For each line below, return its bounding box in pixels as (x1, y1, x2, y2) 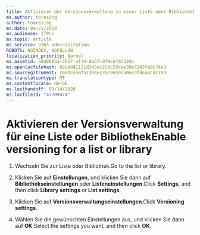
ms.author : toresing (6, 14, 58, 20)
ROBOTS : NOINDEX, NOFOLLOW (6, 48, 73, 54)
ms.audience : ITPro (6, 31, 55, 37)
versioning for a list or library (6, 142, 152, 156)
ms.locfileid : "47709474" (6, 92, 70, 98)
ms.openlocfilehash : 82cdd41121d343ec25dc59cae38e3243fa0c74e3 (6, 64, 167, 70)
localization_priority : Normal (6, 53, 84, 59)
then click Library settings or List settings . (14, 186, 121, 193)
